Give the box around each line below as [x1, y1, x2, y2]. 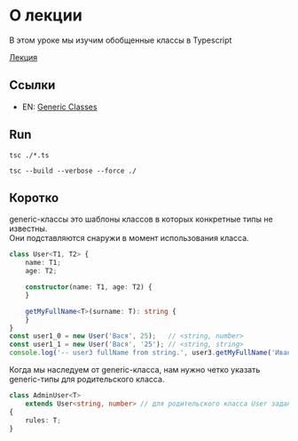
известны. [9, 223, 48, 234]
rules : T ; [25, 415, 62, 425]
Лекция [9, 52, 38, 62]
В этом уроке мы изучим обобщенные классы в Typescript [9, 35, 232, 45]
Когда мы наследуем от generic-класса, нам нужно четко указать [9, 365, 261, 374]
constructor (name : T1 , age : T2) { [25, 283, 153, 292]
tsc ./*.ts [9, 150, 50, 160]
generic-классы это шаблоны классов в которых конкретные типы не [9, 214, 273, 225]
